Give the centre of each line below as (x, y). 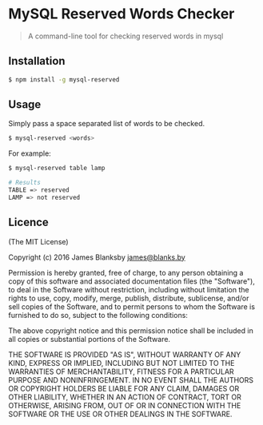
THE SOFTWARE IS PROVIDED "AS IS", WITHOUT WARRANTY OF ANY (125, 354)
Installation (37, 61)
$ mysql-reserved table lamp (57, 169)
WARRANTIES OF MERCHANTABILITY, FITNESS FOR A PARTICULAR (121, 371)
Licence (29, 222)
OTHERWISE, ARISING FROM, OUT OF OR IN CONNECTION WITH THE (125, 405)
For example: (30, 153)
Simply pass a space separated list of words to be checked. (107, 124)
